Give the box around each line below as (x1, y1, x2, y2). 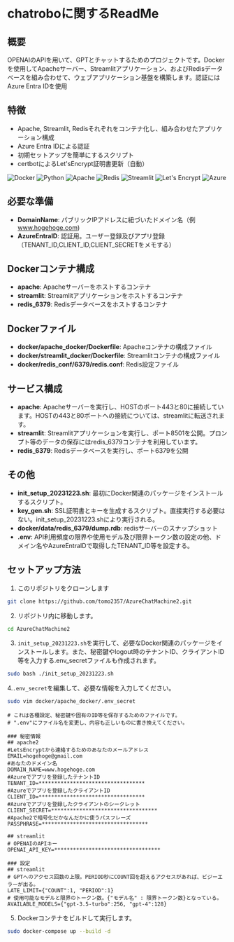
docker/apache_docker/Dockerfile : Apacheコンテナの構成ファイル (17, 343, 213, 351)
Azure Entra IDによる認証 (17, 142, 90, 150)
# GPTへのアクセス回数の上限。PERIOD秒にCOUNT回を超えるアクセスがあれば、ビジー (7, 873, 218, 881)
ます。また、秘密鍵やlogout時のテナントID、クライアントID (54, 648, 225, 656)
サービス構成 (7, 383, 63, 395)
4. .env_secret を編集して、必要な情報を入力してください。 (7, 684, 175, 692)
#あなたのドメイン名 (7, 760, 58, 767)
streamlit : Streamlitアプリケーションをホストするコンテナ (17, 292, 184, 300)
